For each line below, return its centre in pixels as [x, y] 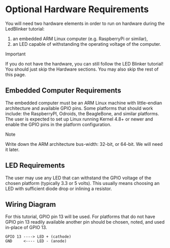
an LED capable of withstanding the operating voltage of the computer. [87, 44]
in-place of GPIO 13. [26, 228]
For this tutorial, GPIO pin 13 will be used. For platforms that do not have [80, 216]
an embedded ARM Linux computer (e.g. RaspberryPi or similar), [80, 39]
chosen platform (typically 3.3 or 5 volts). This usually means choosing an [82, 183]
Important [15, 54]
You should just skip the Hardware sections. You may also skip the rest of [82, 69]
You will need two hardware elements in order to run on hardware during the [85, 23]
